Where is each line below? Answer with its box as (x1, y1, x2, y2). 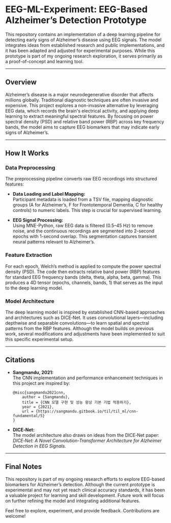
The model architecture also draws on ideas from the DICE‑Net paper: (12, 432, 159, 438)
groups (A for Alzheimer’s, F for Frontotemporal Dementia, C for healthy (12, 202, 163, 208)
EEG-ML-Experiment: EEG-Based (5, 4, 148, 15)
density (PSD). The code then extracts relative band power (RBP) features (5, 269, 160, 275)
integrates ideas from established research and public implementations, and (5, 42, 165, 48)
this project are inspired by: (12, 380, 70, 386)
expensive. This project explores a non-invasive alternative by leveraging (5, 102, 159, 108)
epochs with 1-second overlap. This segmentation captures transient (12, 233, 157, 240)
